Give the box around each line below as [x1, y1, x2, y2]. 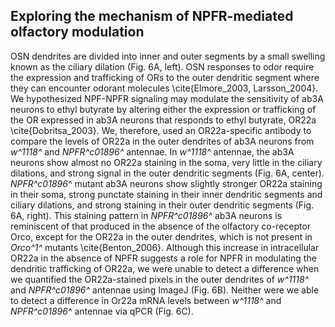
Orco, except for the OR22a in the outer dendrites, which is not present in [10, 230, 313, 243]
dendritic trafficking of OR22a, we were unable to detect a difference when [10, 262, 320, 274]
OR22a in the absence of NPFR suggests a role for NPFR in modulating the [10, 252, 317, 264]
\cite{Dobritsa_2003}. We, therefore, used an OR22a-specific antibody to [10, 124, 312, 136]
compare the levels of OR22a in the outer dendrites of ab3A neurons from [10, 135, 315, 147]
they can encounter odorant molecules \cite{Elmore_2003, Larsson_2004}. [10, 82, 319, 94]
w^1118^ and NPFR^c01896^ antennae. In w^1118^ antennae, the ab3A [10, 145, 295, 158]
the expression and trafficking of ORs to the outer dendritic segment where [10, 71, 320, 83]
